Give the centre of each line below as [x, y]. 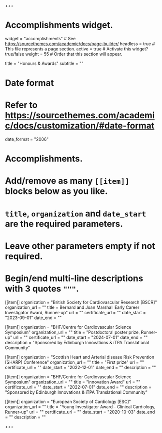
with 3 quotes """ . [42, 289]
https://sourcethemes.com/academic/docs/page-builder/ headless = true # [80, 44]
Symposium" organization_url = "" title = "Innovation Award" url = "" [73, 382]
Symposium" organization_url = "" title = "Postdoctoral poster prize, [73, 332]
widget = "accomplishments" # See [40, 38]
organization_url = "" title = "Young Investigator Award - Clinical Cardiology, [80, 407]
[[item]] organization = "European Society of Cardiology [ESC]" [68, 401]
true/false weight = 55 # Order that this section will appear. [64, 54]
